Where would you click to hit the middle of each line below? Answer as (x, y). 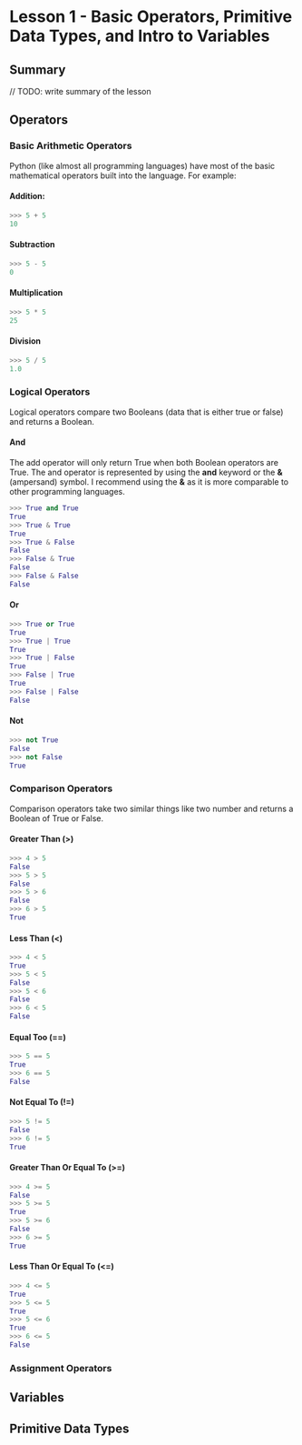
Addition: (27, 196)
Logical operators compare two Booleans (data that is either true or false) (146, 412)
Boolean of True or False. (57, 818)
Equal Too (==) (38, 1037)
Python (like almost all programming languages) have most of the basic (142, 166)
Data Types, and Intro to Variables (140, 36)
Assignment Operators (61, 1368)
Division (25, 341)
